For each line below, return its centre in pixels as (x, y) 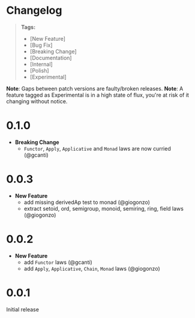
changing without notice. (37, 101)
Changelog (34, 10)
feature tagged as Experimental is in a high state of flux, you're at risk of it (97, 95)
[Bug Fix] (41, 45)
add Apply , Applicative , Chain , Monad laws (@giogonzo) (92, 268)
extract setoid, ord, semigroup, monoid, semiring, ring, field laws (104, 208)
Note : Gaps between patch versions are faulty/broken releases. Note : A (95, 88)
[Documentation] (51, 58)
